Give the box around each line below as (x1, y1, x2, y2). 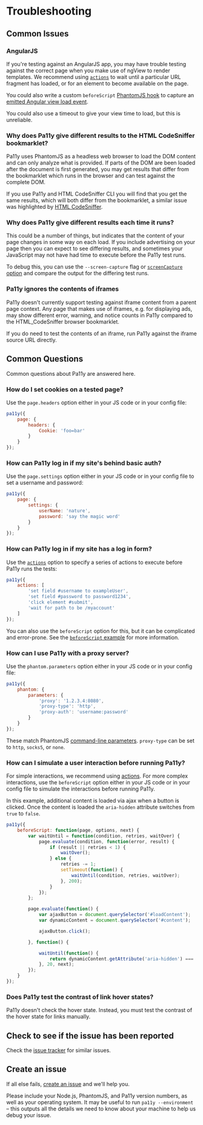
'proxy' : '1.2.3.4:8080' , (38, 698, 104, 704)
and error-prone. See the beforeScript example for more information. (6, 633, 180, 641)
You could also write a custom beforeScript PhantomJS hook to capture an (6, 91, 195, 98)
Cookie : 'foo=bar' (38, 427, 85, 433)
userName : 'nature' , (38, 508, 91, 514)
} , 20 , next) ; (38, 961, 75, 968)
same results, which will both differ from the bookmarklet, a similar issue (6, 197, 187, 204)
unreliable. (6, 116, 33, 123)
